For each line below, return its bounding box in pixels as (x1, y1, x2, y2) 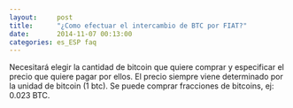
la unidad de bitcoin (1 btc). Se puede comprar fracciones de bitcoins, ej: (9, 81, 274, 91)
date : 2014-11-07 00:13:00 (9, 29, 133, 38)
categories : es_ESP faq (9, 37, 97, 47)
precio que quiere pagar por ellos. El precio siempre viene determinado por (9, 72, 283, 82)
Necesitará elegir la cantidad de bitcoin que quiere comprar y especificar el (9, 62, 285, 73)
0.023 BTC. (9, 90, 50, 101)
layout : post (9, 12, 73, 22)
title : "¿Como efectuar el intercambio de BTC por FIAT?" (9, 21, 248, 30)
